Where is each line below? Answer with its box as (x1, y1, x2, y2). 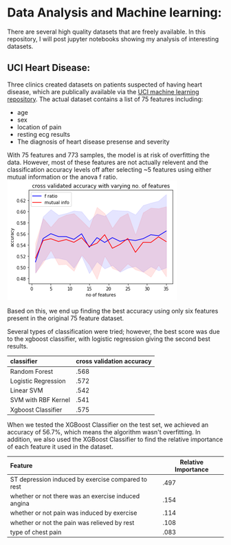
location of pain (16, 122, 62, 131)
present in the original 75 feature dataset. (7, 314, 124, 322)
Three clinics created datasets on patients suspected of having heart (7, 80, 203, 89)
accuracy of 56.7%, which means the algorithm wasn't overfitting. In (7, 428, 201, 436)
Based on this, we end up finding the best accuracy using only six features (7, 307, 219, 315)
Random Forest (10, 367, 54, 375)
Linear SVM (10, 386, 43, 394)
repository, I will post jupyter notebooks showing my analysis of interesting (7, 34, 219, 43)
